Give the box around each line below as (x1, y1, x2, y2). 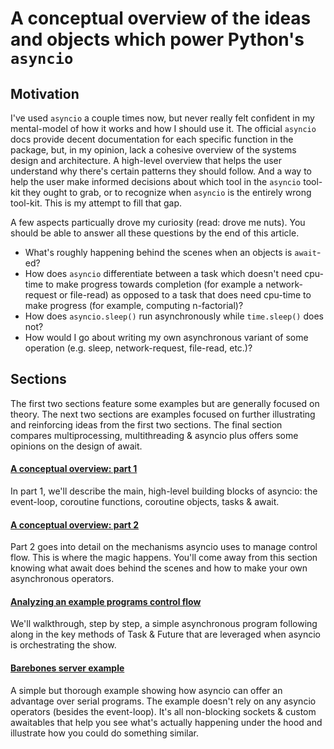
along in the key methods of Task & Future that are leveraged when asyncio (10, 628, 322, 641)
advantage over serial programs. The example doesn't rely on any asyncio (10, 695, 317, 707)
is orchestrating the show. (10, 639, 117, 651)
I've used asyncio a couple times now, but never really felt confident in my (10, 112, 315, 124)
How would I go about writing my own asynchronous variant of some (24, 332, 309, 343)
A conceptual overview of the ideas (10, 7, 312, 30)
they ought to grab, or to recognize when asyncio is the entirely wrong (22, 187, 312, 198)
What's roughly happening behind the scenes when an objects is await (24, 247, 318, 258)
